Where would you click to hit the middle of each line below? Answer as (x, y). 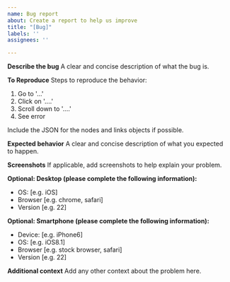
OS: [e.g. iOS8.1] (41, 242)
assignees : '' (28, 40)
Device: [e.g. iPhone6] (50, 235)
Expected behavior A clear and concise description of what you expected (115, 144)
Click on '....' (35, 101)
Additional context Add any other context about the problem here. (104, 271)
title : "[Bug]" (30, 27)
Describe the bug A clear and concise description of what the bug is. (108, 66)
